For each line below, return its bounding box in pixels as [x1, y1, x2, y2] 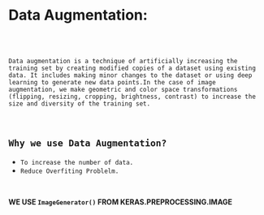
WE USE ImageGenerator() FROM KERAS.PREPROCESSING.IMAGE [8, 196, 233, 207]
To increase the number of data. [19, 158, 134, 166]
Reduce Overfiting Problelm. [19, 167, 119, 175]
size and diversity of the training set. [8, 99, 151, 108]
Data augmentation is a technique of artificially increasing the [8, 57, 238, 65]
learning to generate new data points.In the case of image [8, 78, 217, 86]
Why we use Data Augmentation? [8, 137, 167, 149]
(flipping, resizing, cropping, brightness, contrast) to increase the [8, 92, 256, 101]
